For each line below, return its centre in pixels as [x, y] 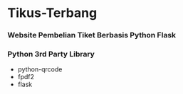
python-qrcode [40, 69]
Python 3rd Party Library [51, 54]
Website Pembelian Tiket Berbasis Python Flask [92, 35]
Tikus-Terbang [52, 13]
